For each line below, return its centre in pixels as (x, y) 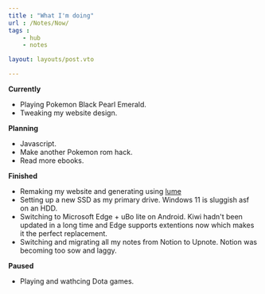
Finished (23, 176)
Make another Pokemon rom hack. (76, 152)
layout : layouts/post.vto (51, 60)
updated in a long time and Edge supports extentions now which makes (137, 225)
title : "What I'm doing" (51, 15)
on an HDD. (39, 208)
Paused (21, 266)
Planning (23, 128)
